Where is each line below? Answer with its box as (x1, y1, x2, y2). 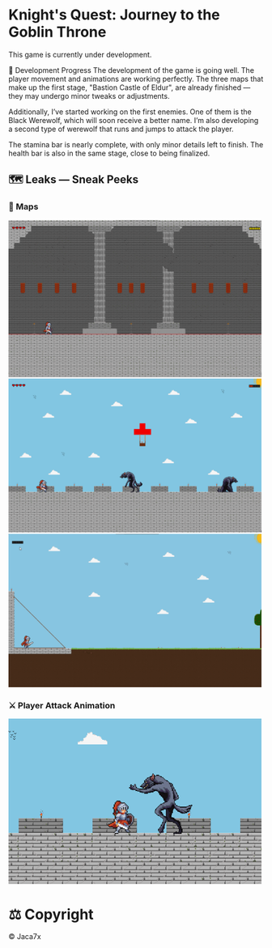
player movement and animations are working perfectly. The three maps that (8, 74, 264, 83)
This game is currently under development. (8, 49, 152, 59)
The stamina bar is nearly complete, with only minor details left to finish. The (8, 139, 264, 149)
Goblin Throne (8, 23, 107, 41)
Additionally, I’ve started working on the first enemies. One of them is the (8, 107, 253, 117)
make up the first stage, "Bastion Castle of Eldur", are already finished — (8, 83, 251, 92)
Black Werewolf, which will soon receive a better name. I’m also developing (8, 115, 259, 125)
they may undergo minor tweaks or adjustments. (8, 91, 170, 100)
